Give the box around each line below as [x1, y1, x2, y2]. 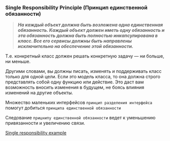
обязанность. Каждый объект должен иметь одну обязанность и [17, 27, 165, 33]
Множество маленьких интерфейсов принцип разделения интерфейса [5, 100, 152, 106]
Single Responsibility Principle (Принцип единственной [5, 4, 148, 11]
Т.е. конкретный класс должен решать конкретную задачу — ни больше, [5, 53, 164, 59]
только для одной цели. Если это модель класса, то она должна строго [5, 74, 161, 80]
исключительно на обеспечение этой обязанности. [17, 43, 133, 50]
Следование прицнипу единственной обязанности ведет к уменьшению [5, 115, 156, 121]
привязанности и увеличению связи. [5, 120, 85, 126]
